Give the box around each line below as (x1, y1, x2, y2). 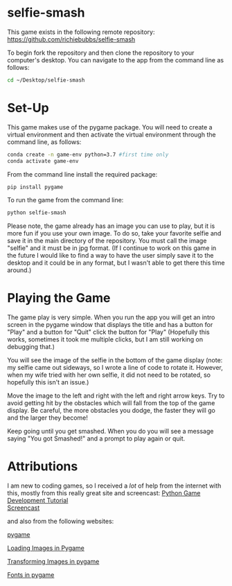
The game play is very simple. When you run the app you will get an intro (7, 313, 215, 321)
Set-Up (7, 100, 50, 116)
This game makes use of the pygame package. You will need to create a (7, 123, 213, 131)
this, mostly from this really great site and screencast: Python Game (7, 489, 201, 497)
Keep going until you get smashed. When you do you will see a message (7, 427, 214, 436)
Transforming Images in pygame (7, 558, 100, 566)
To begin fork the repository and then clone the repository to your (7, 48, 195, 57)
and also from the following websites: (7, 517, 114, 526)
